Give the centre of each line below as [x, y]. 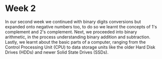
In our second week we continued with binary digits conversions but [73, 22]
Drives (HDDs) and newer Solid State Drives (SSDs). [57, 52]
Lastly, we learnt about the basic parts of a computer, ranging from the [75, 42]
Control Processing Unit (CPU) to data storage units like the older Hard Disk [80, 47]
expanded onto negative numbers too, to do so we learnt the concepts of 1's [81, 26]
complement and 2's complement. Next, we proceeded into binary [71, 32]
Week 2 [21, 8]
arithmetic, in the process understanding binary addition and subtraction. [78, 37]
